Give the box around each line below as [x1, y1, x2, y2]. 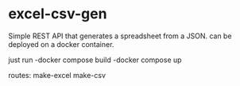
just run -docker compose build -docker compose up [8, 55, 182, 64]
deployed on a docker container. [8, 39, 114, 49]
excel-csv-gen [8, 5, 107, 23]
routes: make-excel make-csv [8, 70, 106, 80]
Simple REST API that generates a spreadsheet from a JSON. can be [8, 31, 232, 41]
